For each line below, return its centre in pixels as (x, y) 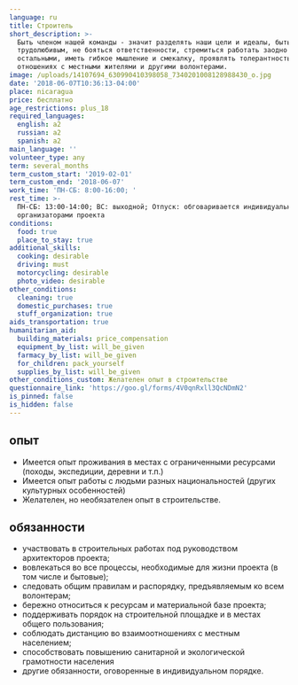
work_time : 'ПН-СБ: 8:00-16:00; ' (73, 191)
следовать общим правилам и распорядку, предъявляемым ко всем (153, 587)
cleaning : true (45, 298)
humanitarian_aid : (43, 331)
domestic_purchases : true (65, 306)
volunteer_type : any (47, 157)
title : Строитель (41, 26)
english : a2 (39, 125)
